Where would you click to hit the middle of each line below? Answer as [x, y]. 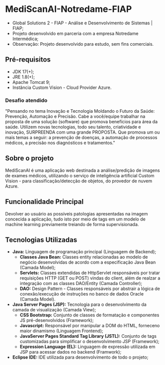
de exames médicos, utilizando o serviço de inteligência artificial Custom [80, 175]
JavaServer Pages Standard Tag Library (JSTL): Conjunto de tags [88, 336]
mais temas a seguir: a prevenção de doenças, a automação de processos [81, 138]
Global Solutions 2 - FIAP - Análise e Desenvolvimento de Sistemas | [82, 23]
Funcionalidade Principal [44, 202]
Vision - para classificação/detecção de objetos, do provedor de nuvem [79, 181]
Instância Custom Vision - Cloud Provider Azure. [62, 87]
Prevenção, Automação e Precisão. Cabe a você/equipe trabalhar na [75, 116]
